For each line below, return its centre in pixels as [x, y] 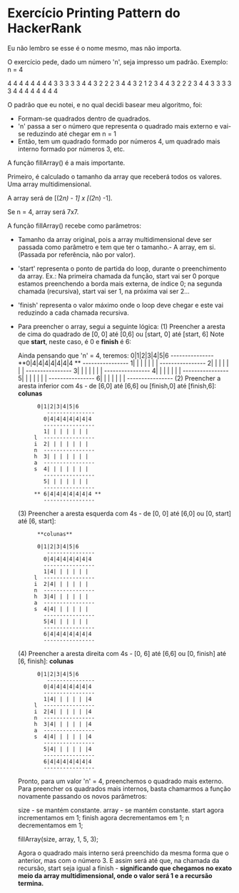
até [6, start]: [37, 521]
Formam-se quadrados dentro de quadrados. [84, 118]
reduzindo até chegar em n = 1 [71, 133]
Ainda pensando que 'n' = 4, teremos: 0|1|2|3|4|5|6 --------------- [116, 355]
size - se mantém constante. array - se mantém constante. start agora [121, 810]
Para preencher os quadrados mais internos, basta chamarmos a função [124, 788]
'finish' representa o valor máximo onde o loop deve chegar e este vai [120, 305]
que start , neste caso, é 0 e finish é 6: [75, 341]
